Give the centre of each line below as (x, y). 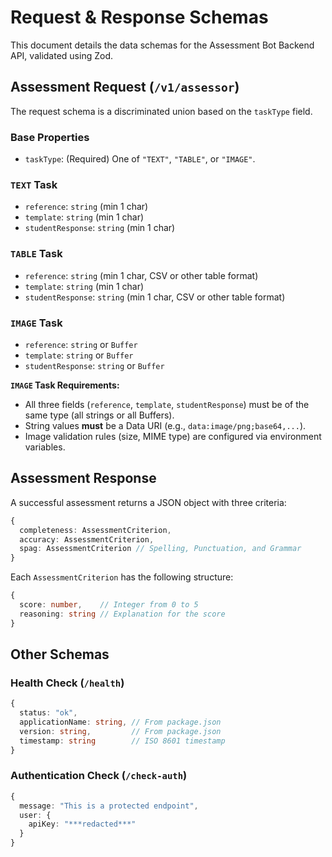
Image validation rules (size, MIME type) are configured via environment (173, 436)
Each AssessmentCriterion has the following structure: (122, 577)
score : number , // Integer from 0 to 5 (109, 605)
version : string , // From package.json (120, 731)
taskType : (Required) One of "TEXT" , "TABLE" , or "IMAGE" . (140, 159)
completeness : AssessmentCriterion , (95, 530)
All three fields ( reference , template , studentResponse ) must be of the (167, 404)
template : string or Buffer (79, 355)
